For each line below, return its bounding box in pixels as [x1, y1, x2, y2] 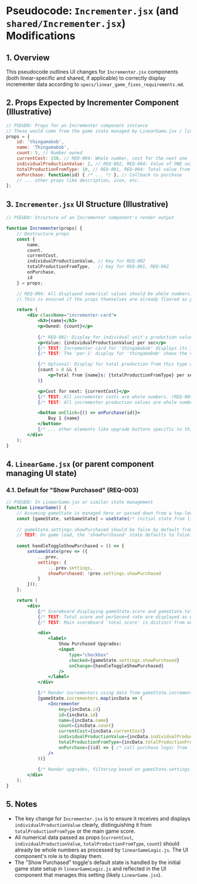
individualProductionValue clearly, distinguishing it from [14, 821, 152, 828]
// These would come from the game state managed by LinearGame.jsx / [6, 128, 182, 134]
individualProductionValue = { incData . [58, 734, 151, 740]
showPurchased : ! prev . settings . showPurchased [47, 570, 161, 577]
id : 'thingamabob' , [16, 139, 64, 145]
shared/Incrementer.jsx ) [6, 16, 126, 30]
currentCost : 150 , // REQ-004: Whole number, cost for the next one [16, 155, 188, 161]
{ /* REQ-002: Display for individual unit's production [37, 334, 177, 340]
